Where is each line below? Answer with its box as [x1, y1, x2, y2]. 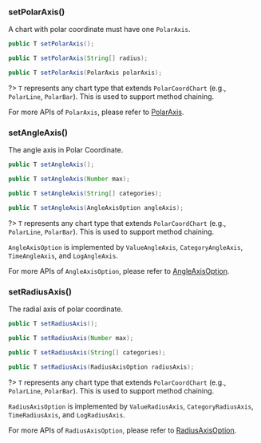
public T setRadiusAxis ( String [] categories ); [8, 348, 166, 357]
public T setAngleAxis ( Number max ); [8, 175, 130, 184]
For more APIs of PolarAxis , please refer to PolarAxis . [8, 107, 184, 117]
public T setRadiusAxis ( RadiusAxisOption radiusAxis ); [8, 362, 195, 371]
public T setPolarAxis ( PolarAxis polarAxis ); [8, 69, 162, 77]
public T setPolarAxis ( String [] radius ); [8, 54, 148, 62]
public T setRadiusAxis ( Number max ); [8, 334, 134, 342]
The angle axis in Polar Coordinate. [8, 145, 124, 155]
